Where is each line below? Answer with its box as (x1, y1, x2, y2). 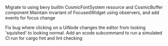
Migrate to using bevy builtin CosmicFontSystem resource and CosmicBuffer (5, 4, 163, 10)
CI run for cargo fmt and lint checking (5, 35, 82, 41)
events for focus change (5, 15, 55, 20)
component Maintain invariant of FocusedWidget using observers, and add (5, 9, 159, 15)
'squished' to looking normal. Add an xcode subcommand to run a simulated (5, 30, 162, 35)
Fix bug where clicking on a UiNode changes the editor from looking (5, 24, 146, 30)
